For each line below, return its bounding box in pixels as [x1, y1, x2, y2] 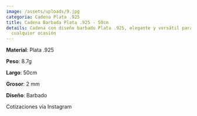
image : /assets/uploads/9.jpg [6, 8, 80, 15]
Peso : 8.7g [6, 58, 32, 65]
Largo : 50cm [6, 69, 38, 76]
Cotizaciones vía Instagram [6, 103, 72, 110]
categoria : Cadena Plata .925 [6, 14, 80, 20]
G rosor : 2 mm [6, 80, 40, 88]
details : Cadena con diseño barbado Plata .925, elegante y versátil [6, 25, 180, 31]
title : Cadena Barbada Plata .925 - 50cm [6, 19, 109, 25]
